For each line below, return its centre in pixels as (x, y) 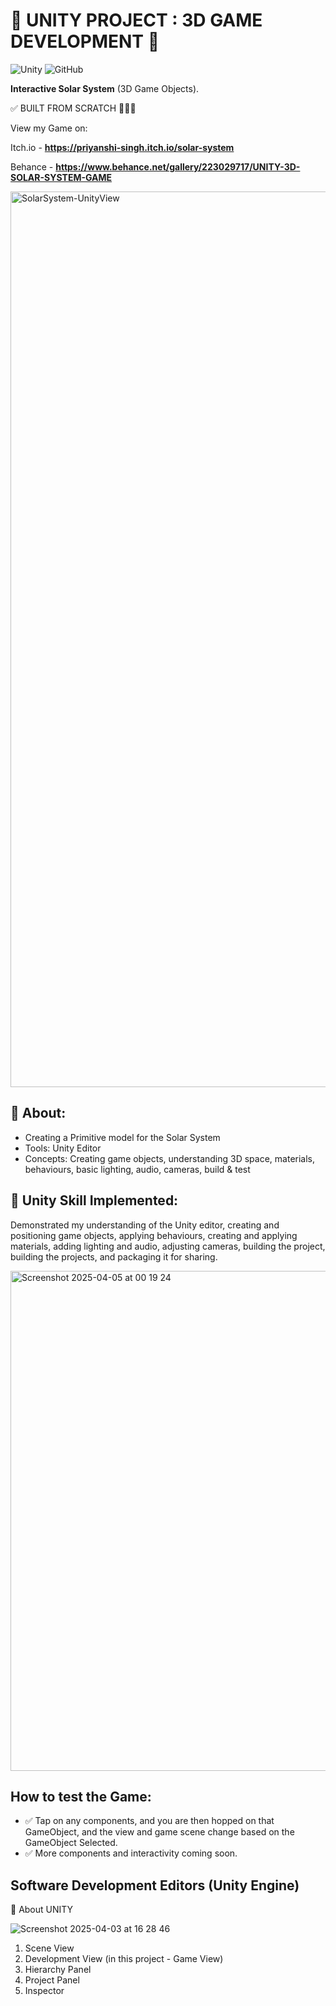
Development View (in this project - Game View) (124, 1959)
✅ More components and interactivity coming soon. (131, 1853)
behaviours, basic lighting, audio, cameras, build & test (137, 1169)
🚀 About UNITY (42, 1910)
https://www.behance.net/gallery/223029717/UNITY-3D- (178, 166)
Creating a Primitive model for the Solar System (122, 1137)
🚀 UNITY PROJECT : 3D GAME (136, 20)
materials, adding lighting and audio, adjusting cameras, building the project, (168, 1246)
